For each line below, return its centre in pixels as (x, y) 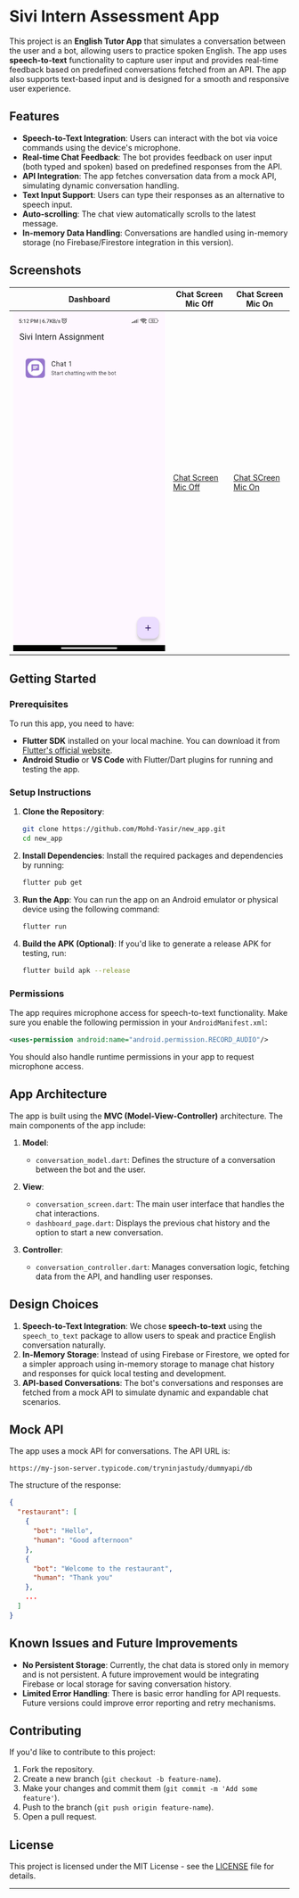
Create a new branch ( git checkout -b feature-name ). (121, 1779)
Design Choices (54, 1304)
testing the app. (51, 770)
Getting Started (53, 678)
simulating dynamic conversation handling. (101, 186)
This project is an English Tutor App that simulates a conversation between (148, 41)
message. (40, 223)
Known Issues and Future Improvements (124, 1643)
